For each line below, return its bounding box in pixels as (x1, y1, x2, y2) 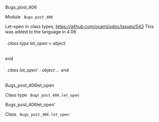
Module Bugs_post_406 (5, 14, 53, 19)
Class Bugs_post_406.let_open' (5, 112, 72, 118)
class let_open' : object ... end (7, 67, 69, 73)
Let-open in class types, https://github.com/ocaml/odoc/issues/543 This (5, 23, 154, 29)
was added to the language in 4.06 (5, 29, 77, 34)
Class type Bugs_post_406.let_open (5, 92, 79, 98)
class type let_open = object (7, 40, 66, 46)
